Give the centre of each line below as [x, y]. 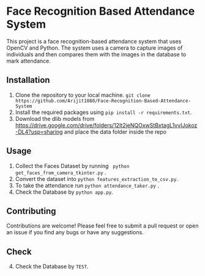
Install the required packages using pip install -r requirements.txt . [103, 112]
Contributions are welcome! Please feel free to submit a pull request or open [102, 226]
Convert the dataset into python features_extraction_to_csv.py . [97, 178]
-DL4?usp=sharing [39, 132]
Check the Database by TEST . [52, 266]
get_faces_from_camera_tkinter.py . [61, 172]
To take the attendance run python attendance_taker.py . [87, 185]
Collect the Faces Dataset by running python [72, 166]
